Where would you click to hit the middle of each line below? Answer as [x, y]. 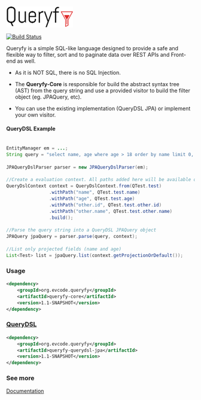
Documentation [25, 391]
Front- [179, 55]
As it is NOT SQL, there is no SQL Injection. [68, 73]
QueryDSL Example [31, 129]
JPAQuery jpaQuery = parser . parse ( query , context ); [72, 237]
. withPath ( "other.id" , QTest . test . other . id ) [105, 205]
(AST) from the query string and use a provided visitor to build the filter [102, 91]
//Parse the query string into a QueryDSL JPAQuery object [81, 230]
